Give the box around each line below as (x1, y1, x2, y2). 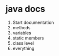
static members (12, 35, 44, 41)
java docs (5, 3, 45, 15)
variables (12, 30, 31, 36)
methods (12, 24, 31, 30)
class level (12, 40, 34, 46)
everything (12, 45, 35, 51)
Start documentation (12, 19, 54, 25)
